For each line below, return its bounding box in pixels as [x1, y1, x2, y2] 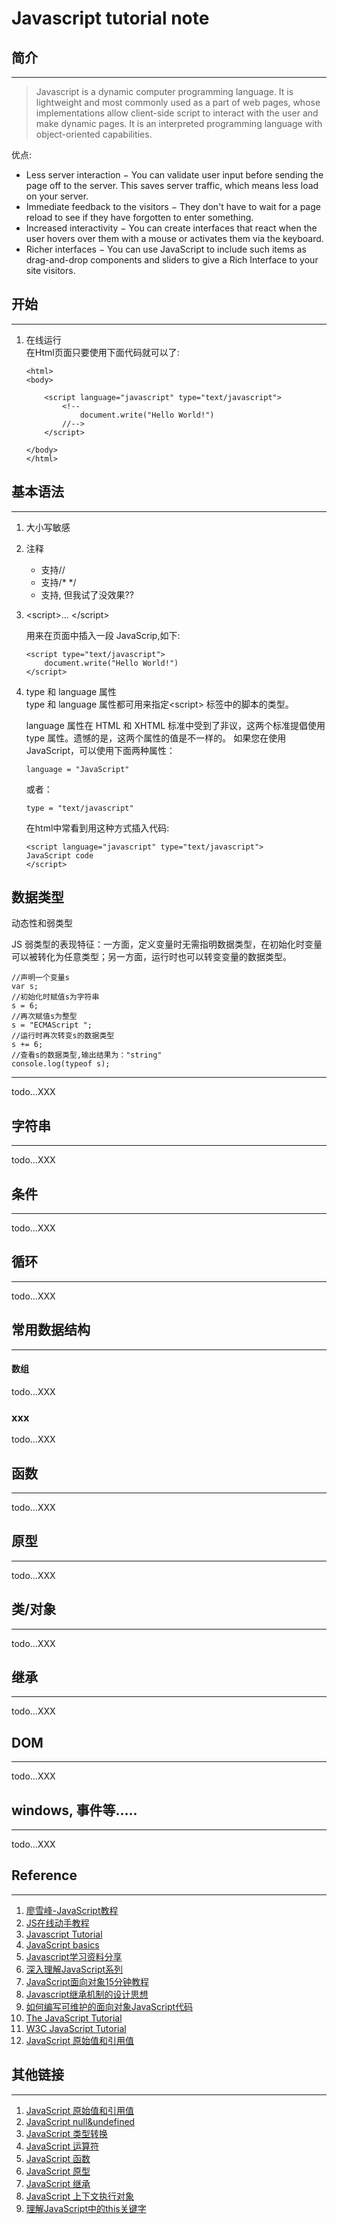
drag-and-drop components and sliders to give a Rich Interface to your [25, 254, 319, 266]
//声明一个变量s [11, 973, 70, 983]
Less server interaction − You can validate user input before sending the [25, 169, 324, 181]
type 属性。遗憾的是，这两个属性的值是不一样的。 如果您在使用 [25, 732, 287, 744]
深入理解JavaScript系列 [25, 1963, 124, 1975]
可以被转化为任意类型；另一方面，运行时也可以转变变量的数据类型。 [11, 951, 292, 963]
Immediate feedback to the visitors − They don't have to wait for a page [25, 201, 321, 212]
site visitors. [25, 265, 76, 276]
